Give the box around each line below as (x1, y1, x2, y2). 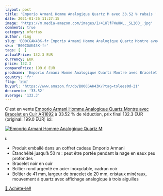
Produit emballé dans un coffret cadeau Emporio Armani (12, 145, 125, 151)
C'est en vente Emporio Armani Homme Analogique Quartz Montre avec (5, 106, 149, 112)
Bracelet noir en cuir (12, 161, 53, 166)
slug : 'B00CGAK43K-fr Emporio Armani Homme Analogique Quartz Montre (5, 39, 149, 44)
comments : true (5, 25, 36, 30)
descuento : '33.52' (5, 88, 45, 93)
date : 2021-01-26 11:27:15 (5, 16, 60, 21)
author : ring (5, 34, 32, 39)
